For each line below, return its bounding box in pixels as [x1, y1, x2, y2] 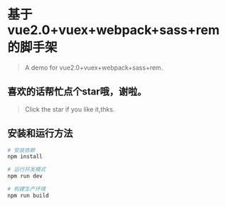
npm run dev [7, 173, 43, 180]
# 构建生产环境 [7, 185, 46, 193]
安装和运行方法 [7, 127, 73, 139]
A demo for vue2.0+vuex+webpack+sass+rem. [24, 63, 163, 72]
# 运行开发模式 [7, 166, 46, 173]
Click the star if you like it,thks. [24, 104, 115, 114]
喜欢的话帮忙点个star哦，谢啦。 [7, 86, 147, 98]
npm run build [7, 192, 50, 199]
